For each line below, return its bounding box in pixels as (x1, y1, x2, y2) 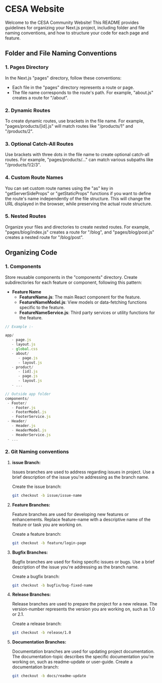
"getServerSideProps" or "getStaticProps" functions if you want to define (5, 190, 151, 196)
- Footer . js (11, 405, 36, 410)
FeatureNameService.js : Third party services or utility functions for (19, 310, 155, 315)
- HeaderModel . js (11, 428, 47, 432)
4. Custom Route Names (5, 174, 64, 181)
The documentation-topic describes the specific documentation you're (12, 654, 154, 660)
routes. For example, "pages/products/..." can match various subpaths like (5, 157, 154, 163)
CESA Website (5, 3, 65, 15)
